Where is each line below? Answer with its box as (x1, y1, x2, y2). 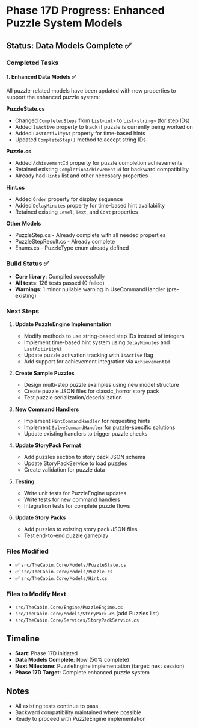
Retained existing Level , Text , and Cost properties (14, 208, 138, 215)
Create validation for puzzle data (23, 466, 105, 474)
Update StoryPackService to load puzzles (23, 460, 127, 467)
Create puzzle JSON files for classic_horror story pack (23, 387, 159, 395)
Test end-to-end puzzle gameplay (23, 532, 109, 539)
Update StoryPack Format (14, 442, 81, 449)
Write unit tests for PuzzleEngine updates (23, 490, 127, 497)
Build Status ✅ (6, 259, 49, 268)
